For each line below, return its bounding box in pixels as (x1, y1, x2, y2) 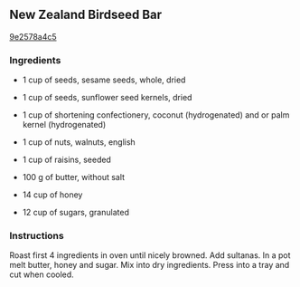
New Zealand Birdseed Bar (9, 7, 163, 23)
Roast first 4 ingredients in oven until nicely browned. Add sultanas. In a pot (9, 250, 291, 261)
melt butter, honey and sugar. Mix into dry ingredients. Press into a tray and (9, 260, 290, 271)
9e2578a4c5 (9, 31, 57, 42)
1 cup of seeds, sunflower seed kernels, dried (22, 92, 192, 103)
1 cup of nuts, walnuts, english (22, 137, 136, 148)
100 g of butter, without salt (22, 172, 125, 183)
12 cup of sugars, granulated (22, 207, 129, 218)
